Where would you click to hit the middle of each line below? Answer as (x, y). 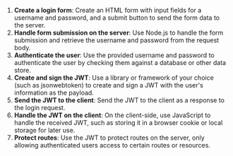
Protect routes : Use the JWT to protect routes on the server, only (109, 138)
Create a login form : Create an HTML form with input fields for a (108, 10)
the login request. (40, 108)
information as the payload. (54, 92)
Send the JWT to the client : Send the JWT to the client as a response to (119, 100)
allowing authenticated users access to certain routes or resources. (112, 145)
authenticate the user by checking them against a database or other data (120, 62)
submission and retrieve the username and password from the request (116, 40)
